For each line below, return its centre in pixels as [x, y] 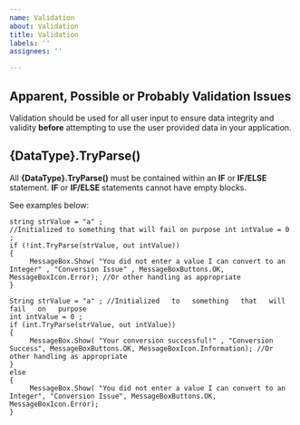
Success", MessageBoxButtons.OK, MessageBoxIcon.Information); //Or [141, 348]
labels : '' [30, 43]
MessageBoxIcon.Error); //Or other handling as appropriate [126, 277]
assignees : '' [36, 52]
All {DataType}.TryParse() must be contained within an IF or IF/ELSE [138, 178]
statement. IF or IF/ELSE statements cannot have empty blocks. [128, 188]
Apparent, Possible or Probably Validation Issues [150, 96]
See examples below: [49, 205]
